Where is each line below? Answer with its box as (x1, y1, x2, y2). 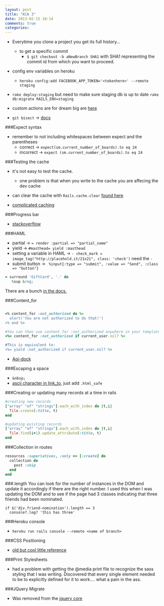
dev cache (19, 183, 41, 189)
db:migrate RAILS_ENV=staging (12, 97, 74, 102)
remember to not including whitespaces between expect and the (12, 134, 143, 140)
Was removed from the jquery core (12, 596, 82, 602)
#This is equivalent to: (5, 342, 56, 348)
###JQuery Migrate (5, 586, 45, 592)
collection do (9, 458, 38, 463)
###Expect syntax (5, 124, 42, 130)
